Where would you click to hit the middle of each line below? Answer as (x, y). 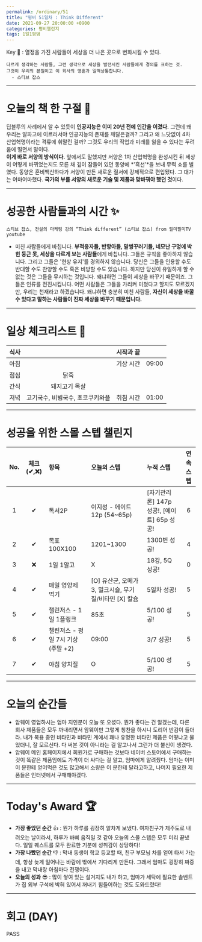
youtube (16, 234)
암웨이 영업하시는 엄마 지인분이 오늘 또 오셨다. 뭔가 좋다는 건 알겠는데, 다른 (102, 722)
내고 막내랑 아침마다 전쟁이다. (56, 869)
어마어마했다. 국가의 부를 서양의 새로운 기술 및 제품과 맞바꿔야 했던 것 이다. (98, 180)
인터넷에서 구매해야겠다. (60, 774)
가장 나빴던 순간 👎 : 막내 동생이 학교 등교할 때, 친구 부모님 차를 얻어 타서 (99, 852)
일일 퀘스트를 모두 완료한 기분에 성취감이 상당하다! (81, 845)
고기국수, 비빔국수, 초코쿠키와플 (68, 397)
